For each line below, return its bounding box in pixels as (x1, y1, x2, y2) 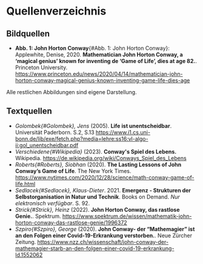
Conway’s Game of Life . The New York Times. (15, 167, 131, 174)
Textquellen (6, 106, 53, 117)
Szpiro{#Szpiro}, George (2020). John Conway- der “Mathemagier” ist (15, 225, 195, 232)
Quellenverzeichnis (6, 4, 107, 18)
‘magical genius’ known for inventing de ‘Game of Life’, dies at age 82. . (15, 58, 197, 64)
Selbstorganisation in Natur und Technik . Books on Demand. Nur (15, 193, 180, 200)
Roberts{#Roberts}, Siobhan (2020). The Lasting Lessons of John (15, 161, 182, 168)
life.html (15, 180, 36, 188)
